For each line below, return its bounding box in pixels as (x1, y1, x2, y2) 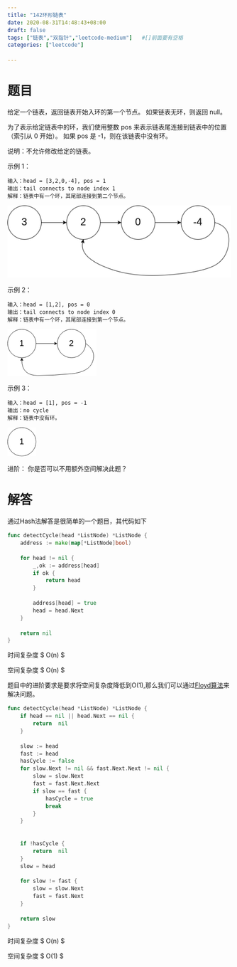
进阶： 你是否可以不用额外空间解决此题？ (7, 465, 128, 473)
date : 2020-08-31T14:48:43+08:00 (7, 19, 106, 26)
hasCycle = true (45, 795, 94, 802)
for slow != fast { (20, 877, 78, 885)
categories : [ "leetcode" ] (7, 41, 84, 49)
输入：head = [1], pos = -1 (7, 399, 87, 407)
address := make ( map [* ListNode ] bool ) (20, 539, 132, 547)
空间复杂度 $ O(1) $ (7, 951, 64, 960)
